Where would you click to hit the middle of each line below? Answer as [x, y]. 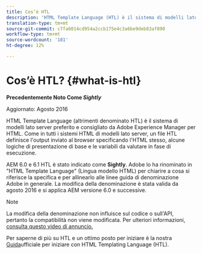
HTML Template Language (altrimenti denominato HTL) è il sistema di [92, 121]
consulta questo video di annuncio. [50, 226]
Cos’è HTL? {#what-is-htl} [74, 81]
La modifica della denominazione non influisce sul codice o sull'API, [90, 213]
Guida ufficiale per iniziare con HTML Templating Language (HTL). [88, 244]
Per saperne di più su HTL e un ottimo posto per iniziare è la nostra [89, 238]
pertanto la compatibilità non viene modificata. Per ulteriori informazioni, [96, 220]
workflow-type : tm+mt [33, 34]
